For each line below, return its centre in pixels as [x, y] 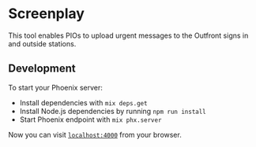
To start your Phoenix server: [55, 87]
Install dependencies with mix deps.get [83, 102]
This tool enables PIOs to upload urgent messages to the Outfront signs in [128, 35]
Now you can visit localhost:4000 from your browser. [95, 134]
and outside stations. [42, 43]
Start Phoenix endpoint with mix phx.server [90, 119]
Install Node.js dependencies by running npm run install [113, 111]
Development [42, 69]
